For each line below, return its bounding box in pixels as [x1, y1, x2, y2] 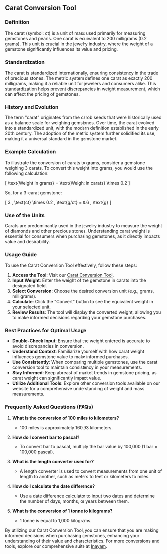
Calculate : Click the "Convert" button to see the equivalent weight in [12, 299, 153, 305]
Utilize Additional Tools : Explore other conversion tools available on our [12, 380, 160, 386]
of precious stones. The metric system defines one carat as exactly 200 [5, 75, 153, 81]
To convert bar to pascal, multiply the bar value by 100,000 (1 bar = [19, 443, 158, 449]
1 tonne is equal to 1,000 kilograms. [19, 517, 92, 523]
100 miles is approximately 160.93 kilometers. [19, 424, 113, 430]
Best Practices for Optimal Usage [5, 327, 87, 334]
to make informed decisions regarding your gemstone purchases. [12, 315, 147, 321]
